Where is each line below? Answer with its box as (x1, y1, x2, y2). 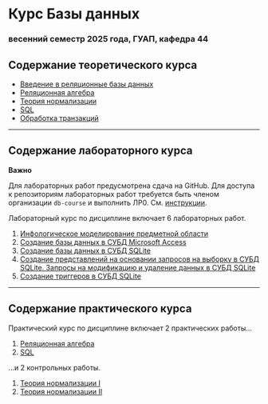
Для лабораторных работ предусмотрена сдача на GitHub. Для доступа (8, 181, 255, 190)
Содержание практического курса (8, 302, 192, 316)
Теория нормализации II (19, 386, 103, 396)
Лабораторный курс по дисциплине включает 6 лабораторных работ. (8, 213, 246, 222)
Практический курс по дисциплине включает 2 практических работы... (8, 323, 253, 333)
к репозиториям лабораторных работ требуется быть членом (8, 189, 219, 198)
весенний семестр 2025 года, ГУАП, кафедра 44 (8, 34, 209, 45)
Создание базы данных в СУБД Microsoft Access (19, 237, 187, 246)
